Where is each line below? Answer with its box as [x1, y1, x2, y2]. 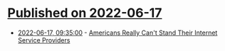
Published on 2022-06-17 [7, 5, 162, 21]
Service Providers [17, 35, 70, 44]
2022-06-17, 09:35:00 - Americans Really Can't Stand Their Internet [17, 28, 218, 37]
